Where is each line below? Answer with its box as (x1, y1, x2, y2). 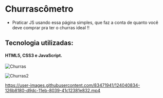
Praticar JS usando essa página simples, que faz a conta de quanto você (12, 20, 159, 25)
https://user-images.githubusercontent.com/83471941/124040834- (5, 82, 140, 88)
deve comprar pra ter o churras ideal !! (12, 24, 90, 30)
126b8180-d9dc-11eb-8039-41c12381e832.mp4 (5, 87, 101, 93)
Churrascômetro (5, 3, 74, 15)
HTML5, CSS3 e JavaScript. (5, 52, 62, 58)
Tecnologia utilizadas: (5, 39, 74, 47)
